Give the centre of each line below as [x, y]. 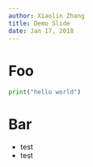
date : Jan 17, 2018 [41, 31]
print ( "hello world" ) [45, 92]
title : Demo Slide [39, 23]
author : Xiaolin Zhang [46, 16]
